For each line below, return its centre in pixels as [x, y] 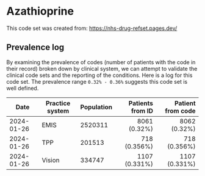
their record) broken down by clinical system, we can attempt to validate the [102, 68]
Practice [58, 103]
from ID [142, 111]
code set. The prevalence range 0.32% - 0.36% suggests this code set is [97, 81]
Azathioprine [40, 11]
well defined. [23, 88]
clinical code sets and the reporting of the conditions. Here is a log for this [99, 75]
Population [96, 107]
